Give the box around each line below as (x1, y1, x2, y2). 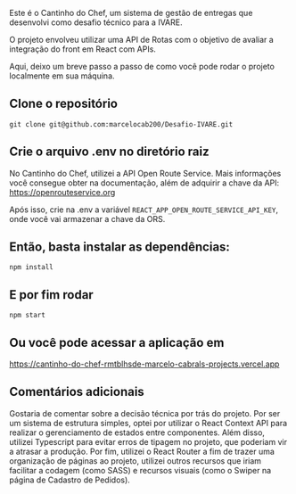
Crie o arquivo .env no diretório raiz (9, 144, 210, 160)
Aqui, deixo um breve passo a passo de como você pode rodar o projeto (9, 62, 275, 71)
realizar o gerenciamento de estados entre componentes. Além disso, (9, 427, 266, 438)
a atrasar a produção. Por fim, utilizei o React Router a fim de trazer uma (9, 446, 275, 457)
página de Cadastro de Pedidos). (9, 474, 131, 485)
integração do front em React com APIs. (9, 44, 156, 54)
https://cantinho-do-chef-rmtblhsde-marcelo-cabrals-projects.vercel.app (9, 358, 280, 369)
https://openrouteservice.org (9, 186, 116, 197)
